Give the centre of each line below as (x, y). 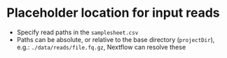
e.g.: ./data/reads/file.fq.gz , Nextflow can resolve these (101, 47)
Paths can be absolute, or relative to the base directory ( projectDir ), (116, 39)
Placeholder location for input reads (113, 13)
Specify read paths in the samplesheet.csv (77, 32)
